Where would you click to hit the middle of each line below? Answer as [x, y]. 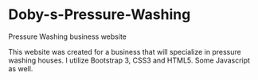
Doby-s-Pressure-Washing [100, 15]
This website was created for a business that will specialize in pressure [125, 51]
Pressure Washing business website [68, 36]
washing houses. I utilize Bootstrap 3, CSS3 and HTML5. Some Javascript [129, 60]
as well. [21, 68]
